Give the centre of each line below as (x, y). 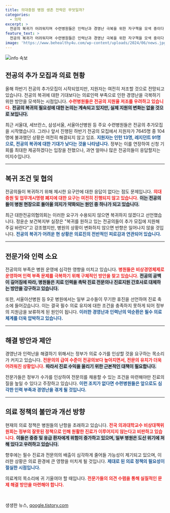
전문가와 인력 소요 (31, 256)
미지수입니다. (18, 156)
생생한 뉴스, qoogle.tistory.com (37, 505)
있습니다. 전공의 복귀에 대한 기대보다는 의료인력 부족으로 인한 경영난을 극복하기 (83, 95)
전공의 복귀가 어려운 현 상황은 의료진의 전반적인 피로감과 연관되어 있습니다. (89, 234)
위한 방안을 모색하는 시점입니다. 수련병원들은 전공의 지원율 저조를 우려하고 (78, 101)
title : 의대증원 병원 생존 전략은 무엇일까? (45, 10)
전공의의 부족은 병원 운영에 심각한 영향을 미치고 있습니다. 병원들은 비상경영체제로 (85, 269)
